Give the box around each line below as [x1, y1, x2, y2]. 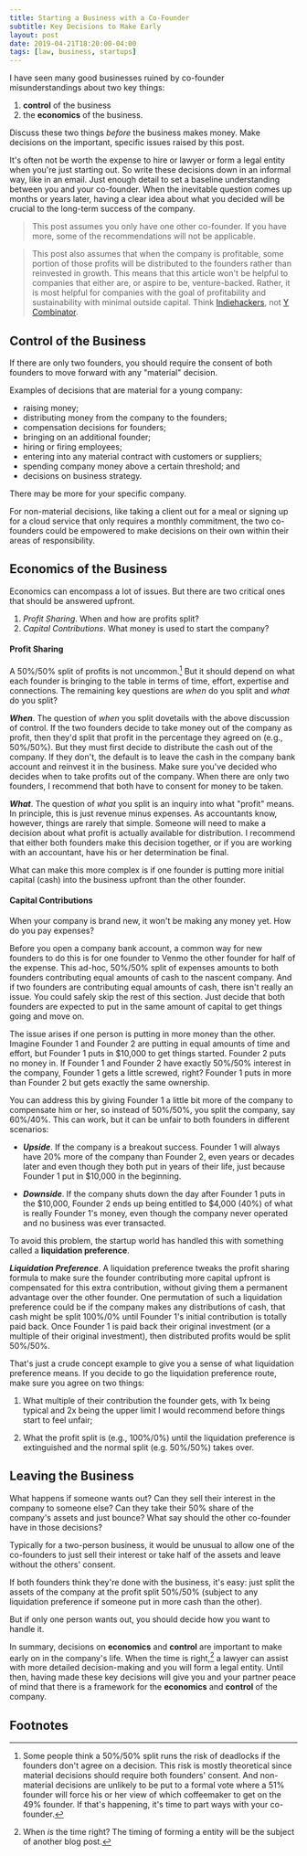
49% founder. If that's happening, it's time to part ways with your [22, 1799, 269, 1810]
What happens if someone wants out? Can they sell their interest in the [9, 1492, 276, 1503]
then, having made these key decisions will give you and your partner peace [9, 1671, 297, 1682]
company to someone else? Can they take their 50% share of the [9, 1502, 254, 1513]
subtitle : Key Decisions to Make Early [9, 22, 162, 31]
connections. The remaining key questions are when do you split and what [9, 684, 291, 695]
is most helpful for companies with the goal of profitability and [31, 287, 267, 298]
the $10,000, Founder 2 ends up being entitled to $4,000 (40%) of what [22, 1198, 293, 1209]
